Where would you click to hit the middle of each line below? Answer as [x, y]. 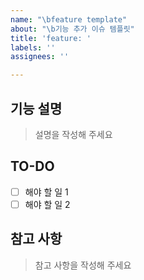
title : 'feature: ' [51, 38]
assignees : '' [40, 57]
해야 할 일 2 [47, 204]
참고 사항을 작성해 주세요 [83, 265]
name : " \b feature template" [69, 19]
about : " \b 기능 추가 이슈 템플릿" [72, 29]
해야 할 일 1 [46, 192]
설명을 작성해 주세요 [73, 134]
